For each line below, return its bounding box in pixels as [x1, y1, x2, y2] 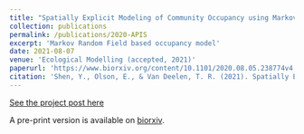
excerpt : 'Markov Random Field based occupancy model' [9, 38, 221, 48]
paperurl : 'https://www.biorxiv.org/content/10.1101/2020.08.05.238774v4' [9, 64, 298, 73]
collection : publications [9, 22, 107, 31]
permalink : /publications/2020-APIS [9, 30, 147, 39]
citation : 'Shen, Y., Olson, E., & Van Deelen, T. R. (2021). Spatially [9, 72, 290, 81]
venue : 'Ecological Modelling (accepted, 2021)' [9, 55, 196, 64]
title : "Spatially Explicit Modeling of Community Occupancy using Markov [9, 13, 298, 23]
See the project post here [9, 97, 104, 108]
